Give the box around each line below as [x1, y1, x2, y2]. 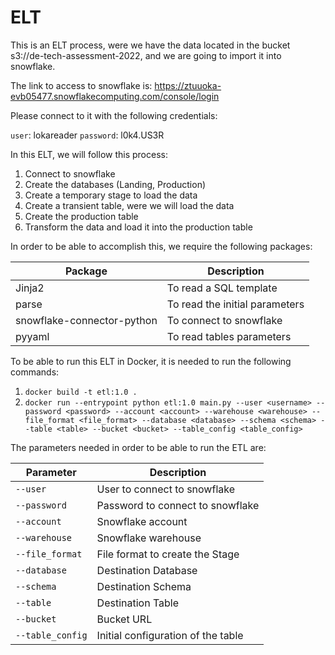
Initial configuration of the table [96, 628, 244, 642]
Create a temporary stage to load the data [24, 189, 198, 201]
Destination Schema [96, 579, 192, 593]
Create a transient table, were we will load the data [24, 199, 235, 211]
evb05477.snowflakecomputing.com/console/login [10, 90, 220, 102]
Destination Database [96, 563, 198, 577]
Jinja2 [15, 281, 45, 295]
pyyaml [15, 329, 50, 343]
